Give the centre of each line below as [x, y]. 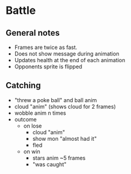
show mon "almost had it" [65, 138]
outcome [25, 119]
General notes [33, 33]
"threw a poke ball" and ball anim [56, 100]
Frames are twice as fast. [46, 47]
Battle [21, 11]
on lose [33, 126]
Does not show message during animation [67, 54]
